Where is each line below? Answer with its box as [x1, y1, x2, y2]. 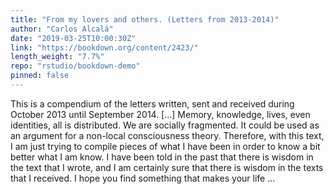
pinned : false [10, 71, 70, 81]
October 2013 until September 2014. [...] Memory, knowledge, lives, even [10, 108, 311, 120]
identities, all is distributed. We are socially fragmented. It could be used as [10, 119, 320, 131]
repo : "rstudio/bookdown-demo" [10, 61, 141, 71]
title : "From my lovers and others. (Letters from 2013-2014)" [10, 14, 280, 25]
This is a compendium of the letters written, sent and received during [10, 97, 295, 110]
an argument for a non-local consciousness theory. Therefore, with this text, [10, 129, 325, 141]
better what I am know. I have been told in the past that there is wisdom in [10, 151, 314, 163]
